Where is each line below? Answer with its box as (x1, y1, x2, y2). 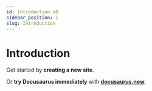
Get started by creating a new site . (6, 66, 94, 73)
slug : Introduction (6, 20, 56, 26)
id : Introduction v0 (6, 8, 59, 15)
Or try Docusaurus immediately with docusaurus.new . (6, 78, 147, 86)
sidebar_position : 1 (6, 15, 59, 21)
